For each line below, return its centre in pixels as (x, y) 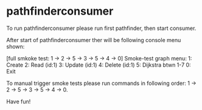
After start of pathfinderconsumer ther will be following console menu (94, 40)
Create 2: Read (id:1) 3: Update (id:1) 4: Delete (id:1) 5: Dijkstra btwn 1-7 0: (99, 65)
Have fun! (19, 101)
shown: (16, 46)
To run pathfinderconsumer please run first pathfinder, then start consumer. (101, 28)
